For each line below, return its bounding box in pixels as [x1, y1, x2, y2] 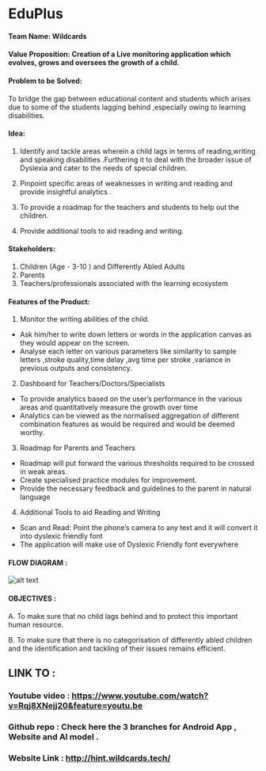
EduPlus [8, 5, 63, 23]
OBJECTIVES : [8, 594, 57, 603]
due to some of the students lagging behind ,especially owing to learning [8, 102, 246, 112]
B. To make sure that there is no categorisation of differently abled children [8, 635, 253, 644]
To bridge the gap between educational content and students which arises [8, 94, 251, 103]
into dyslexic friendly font [19, 532, 103, 541]
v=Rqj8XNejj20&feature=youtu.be [8, 700, 143, 711]
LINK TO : [8, 666, 56, 680]
